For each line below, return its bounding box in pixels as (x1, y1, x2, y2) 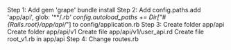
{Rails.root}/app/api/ (7, 21, 67, 28)
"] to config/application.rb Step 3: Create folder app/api (65, 21, 225, 28)
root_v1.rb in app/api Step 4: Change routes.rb (7, 35, 139, 43)
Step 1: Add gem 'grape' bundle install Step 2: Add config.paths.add (7, 6, 201, 14)
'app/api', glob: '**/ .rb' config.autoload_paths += (7, 13, 148, 21)
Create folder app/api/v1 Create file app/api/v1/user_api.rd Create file (7, 27, 205, 36)
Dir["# (148, 13, 166, 21)
